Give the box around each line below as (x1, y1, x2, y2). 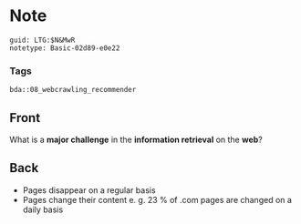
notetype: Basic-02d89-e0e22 (9, 43, 120, 53)
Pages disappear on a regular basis (22, 184, 157, 196)
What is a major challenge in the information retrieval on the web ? (9, 134, 263, 146)
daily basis (22, 204, 64, 215)
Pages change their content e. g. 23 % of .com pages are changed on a (22, 194, 292, 205)
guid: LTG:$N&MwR (9, 36, 76, 45)
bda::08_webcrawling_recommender (9, 86, 137, 95)
